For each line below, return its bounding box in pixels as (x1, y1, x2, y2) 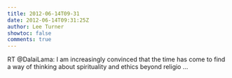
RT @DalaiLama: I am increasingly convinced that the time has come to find (7, 55, 226, 63)
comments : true (7, 36, 52, 43)
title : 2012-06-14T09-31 (7, 10, 80, 17)
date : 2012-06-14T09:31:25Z (7, 17, 90, 24)
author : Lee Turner (7, 23, 64, 30)
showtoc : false (7, 29, 52, 37)
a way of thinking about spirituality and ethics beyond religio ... (7, 63, 189, 71)
